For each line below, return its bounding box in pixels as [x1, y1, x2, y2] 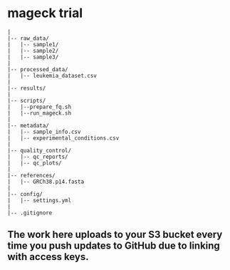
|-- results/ [7, 84, 46, 92]
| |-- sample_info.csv [7, 128, 81, 135]
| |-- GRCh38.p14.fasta [7, 178, 84, 185]
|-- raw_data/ [7, 34, 50, 42]
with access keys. [7, 251, 89, 263]
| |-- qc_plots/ [7, 159, 62, 167]
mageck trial [7, 5, 83, 21]
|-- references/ [7, 172, 56, 179]
